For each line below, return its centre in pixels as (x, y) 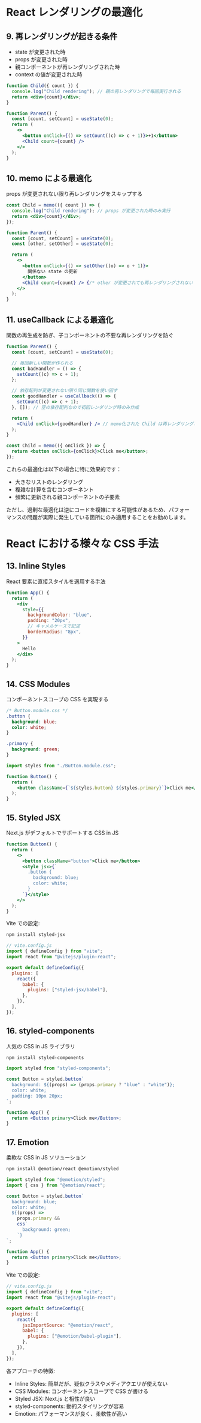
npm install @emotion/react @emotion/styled (63, 1169)
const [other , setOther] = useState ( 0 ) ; (63, 244)
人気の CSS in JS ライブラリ (41, 1046)
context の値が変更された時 (48, 74)
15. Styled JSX (33, 817)
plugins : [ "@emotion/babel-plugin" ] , (74, 1337)
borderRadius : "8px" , (55, 632)
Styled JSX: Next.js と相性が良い (55, 1398)
